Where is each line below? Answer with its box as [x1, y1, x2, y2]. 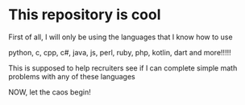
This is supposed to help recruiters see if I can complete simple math [8, 63, 238, 73]
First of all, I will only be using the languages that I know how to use [8, 32, 233, 42]
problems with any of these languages [8, 71, 135, 81]
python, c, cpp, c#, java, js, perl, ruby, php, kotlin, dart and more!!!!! [8, 47, 231, 57]
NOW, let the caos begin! [8, 87, 91, 97]
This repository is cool [8, 6, 161, 24]
